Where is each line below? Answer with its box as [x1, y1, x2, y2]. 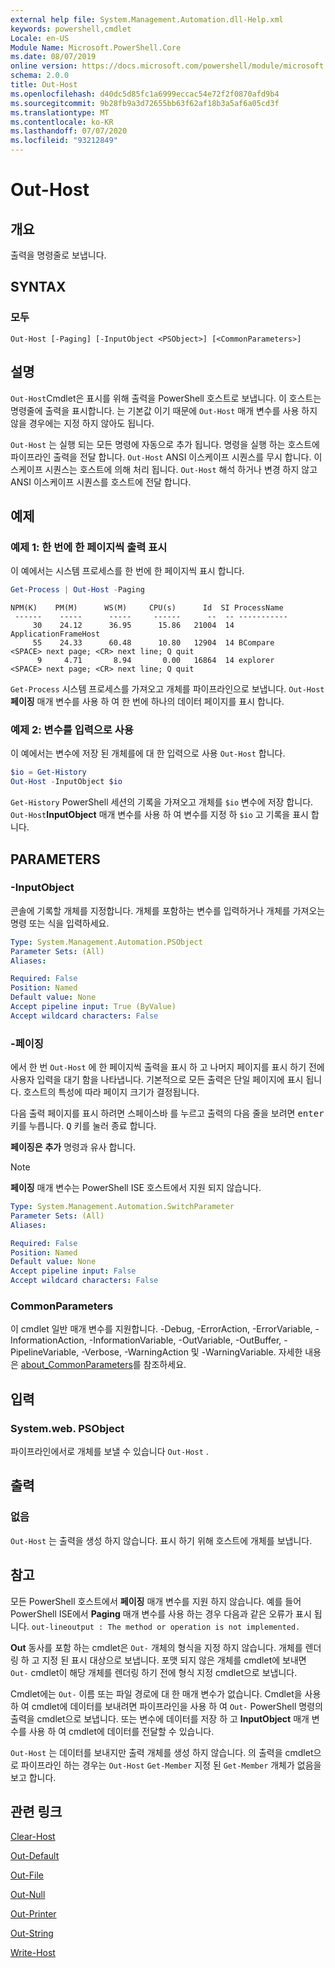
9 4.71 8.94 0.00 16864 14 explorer [36, 656, 275, 666]
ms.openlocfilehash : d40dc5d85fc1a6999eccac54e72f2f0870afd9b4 [10, 89, 280, 99]
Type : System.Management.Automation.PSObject [10, 937, 203, 947]
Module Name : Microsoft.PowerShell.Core [10, 42, 182, 53]
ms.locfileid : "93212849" [10, 136, 118, 146]
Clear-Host [10, 1831, 56, 1843]
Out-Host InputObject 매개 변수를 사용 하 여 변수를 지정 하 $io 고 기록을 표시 [10, 809, 309, 821]
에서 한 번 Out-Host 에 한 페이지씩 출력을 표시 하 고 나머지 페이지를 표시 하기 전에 [10, 1061, 325, 1073]
